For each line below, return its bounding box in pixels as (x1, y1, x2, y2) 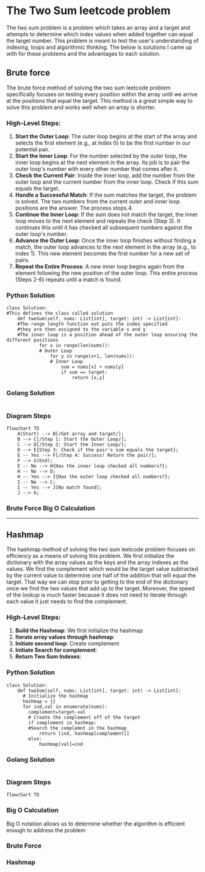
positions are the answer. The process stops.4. (15, 205, 133, 212)
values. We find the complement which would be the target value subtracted (6, 565, 198, 573)
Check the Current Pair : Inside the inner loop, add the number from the (15, 172, 195, 179)
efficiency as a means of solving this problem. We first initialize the (6, 552, 174, 560)
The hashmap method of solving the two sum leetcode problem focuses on (6, 546, 195, 553)
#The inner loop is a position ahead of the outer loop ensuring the (17, 332, 198, 338)
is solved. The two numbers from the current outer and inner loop (15, 198, 180, 205)
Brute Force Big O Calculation (6, 503, 96, 512)
